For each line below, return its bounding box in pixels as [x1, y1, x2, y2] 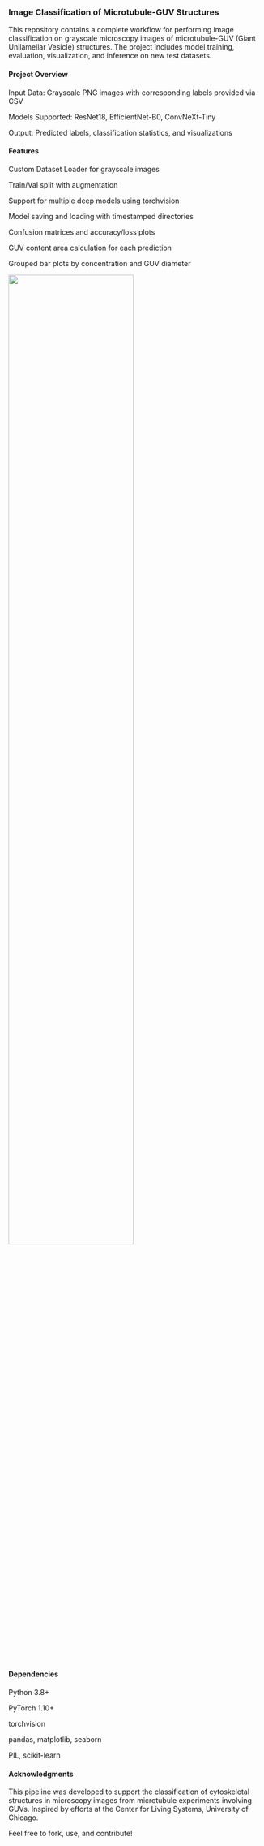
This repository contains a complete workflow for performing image [8, 25, 235, 35]
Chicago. [8, 1813, 39, 1822]
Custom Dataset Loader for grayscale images [8, 164, 160, 174]
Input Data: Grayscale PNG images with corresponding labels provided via [8, 88, 256, 97]
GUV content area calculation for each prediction [8, 243, 172, 252]
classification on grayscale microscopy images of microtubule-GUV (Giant [8, 33, 257, 43]
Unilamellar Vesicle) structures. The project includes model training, [8, 42, 235, 52]
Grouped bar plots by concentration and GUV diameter [8, 258, 192, 268]
